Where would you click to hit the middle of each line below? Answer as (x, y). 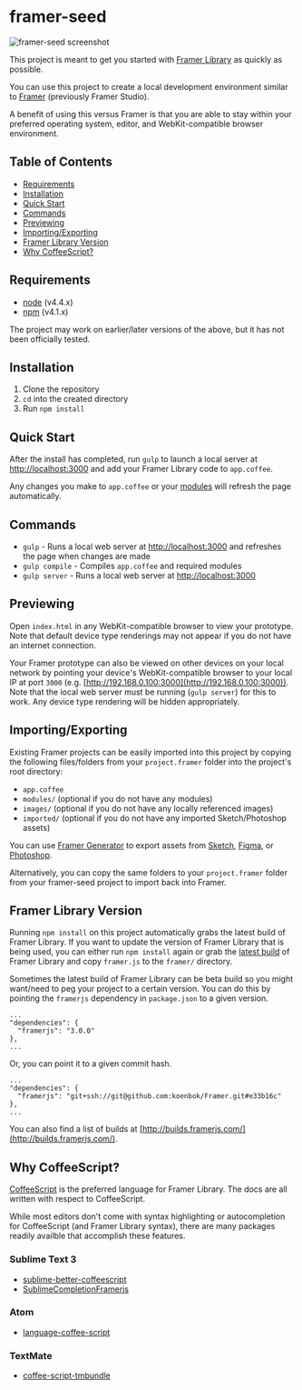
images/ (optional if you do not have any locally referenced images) (148, 808)
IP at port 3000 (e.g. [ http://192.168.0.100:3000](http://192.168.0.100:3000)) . (149, 682)
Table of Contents (61, 162)
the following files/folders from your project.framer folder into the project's (151, 762)
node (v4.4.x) (48, 302)
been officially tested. (50, 339)
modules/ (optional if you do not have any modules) (117, 798)
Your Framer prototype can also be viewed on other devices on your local (146, 663)
